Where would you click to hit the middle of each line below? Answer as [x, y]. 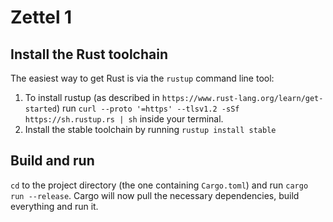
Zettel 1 [41, 17]
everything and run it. [54, 206]
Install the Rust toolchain [89, 54]
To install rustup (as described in [92, 97]
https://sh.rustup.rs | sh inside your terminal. [124, 119]
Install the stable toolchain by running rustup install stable [150, 129]
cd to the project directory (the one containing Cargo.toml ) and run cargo [159, 185]
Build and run [52, 161]
